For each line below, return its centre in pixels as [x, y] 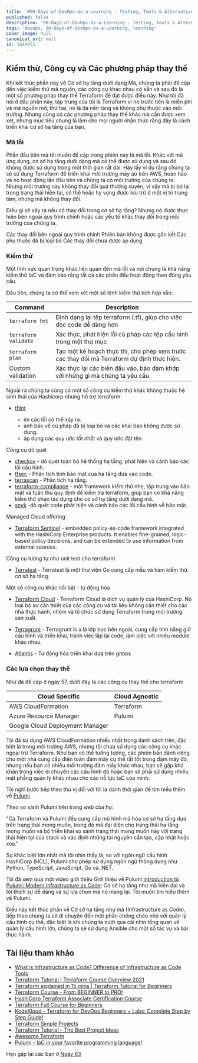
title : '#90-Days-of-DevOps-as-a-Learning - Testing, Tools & [84, 12]
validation [23, 376]
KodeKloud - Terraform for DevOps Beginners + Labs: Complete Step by [102, 1011]
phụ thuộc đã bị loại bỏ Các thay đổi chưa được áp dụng [74, 241]
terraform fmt [29, 321]
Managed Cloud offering [36, 517]
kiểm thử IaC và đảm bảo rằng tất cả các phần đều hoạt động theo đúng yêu [99, 275]
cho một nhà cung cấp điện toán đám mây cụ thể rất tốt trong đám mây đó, [97, 759]
